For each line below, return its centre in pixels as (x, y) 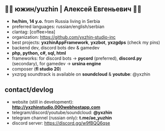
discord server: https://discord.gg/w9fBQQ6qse (61, 123)
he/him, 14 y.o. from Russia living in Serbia (56, 21)
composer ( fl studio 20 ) (37, 69)
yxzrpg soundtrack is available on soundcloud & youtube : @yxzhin (81, 74)
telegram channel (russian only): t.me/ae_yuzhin (62, 118)
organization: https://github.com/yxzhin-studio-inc (64, 37)
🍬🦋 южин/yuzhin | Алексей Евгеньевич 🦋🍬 (73, 9)
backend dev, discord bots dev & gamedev (56, 47)
